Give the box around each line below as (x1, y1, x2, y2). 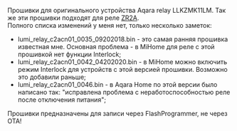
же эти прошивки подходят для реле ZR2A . (7, 14, 139, 22)
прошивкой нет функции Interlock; (17, 50, 122, 58)
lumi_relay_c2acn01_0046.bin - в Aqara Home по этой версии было (17, 80, 218, 88)
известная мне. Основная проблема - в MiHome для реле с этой (17, 43, 215, 51)
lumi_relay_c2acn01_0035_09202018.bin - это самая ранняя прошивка (17, 35, 228, 43)
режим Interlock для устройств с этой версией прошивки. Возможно (17, 65, 228, 73)
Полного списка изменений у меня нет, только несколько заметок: (7, 21, 212, 29)
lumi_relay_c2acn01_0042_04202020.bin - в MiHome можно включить (17, 58, 228, 66)
